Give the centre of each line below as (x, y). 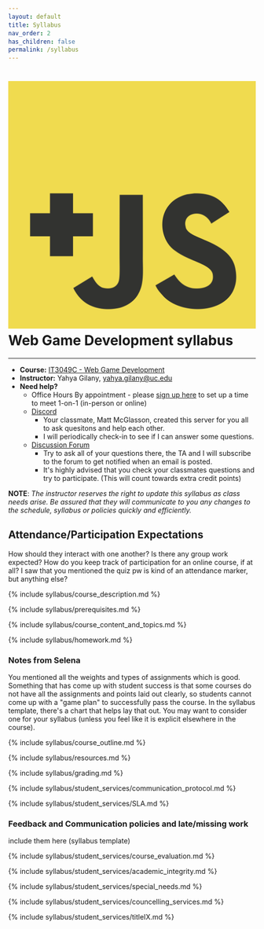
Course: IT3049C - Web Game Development (92, 370)
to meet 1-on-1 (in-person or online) (89, 403)
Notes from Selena (44, 660)
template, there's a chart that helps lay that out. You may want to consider (128, 711)
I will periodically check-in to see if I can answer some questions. (148, 437)
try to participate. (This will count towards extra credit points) (142, 479)
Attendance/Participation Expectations (106, 535)
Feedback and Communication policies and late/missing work (128, 824)
